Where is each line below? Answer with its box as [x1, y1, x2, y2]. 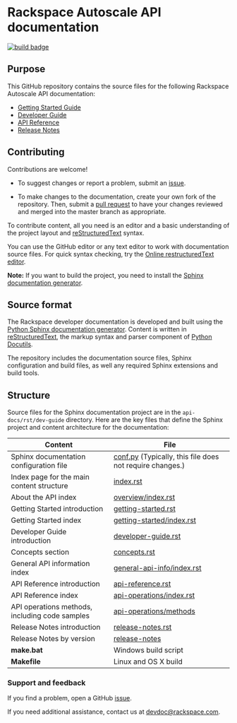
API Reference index [11, 591, 79, 601]
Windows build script [113, 645, 183, 655]
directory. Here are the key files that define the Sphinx [66, 416, 224, 424]
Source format [7, 298, 73, 311]
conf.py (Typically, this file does [113, 452, 219, 462]
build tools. [7, 369, 40, 377]
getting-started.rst [113, 504, 176, 514]
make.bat [11, 645, 44, 655]
